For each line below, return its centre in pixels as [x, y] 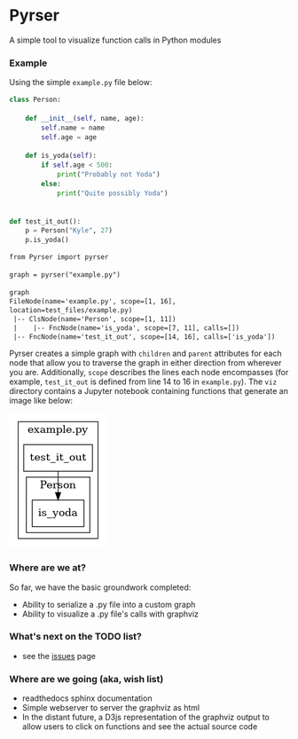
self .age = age [69, 137]
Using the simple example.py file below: [81, 83]
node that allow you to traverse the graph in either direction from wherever [145, 363]
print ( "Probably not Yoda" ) [109, 175]
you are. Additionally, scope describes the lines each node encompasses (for [149, 373]
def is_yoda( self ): [61, 156]
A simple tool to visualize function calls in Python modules [115, 40]
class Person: [35, 100]
